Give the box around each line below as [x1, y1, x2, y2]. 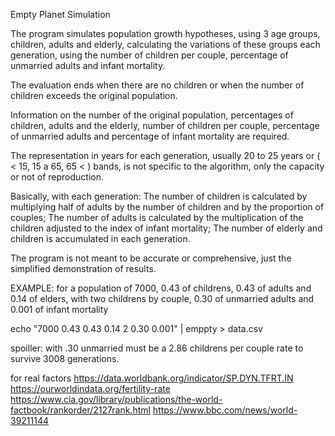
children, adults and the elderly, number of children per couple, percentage [10, 120, 320, 131]
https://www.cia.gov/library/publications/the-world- [10, 394, 223, 405]
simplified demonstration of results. [10, 263, 157, 274]
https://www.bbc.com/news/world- [152, 404, 298, 416]
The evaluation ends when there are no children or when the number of [10, 79, 305, 91]
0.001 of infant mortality [10, 304, 109, 315]
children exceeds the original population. [10, 90, 178, 101]
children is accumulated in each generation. [10, 233, 191, 244]
